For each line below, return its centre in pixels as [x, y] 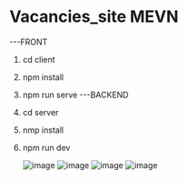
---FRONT [29, 42]
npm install [43, 77]
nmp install [43, 130]
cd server [40, 112]
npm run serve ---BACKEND [75, 95]
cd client [39, 59]
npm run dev [46, 147]
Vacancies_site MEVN [94, 17]
